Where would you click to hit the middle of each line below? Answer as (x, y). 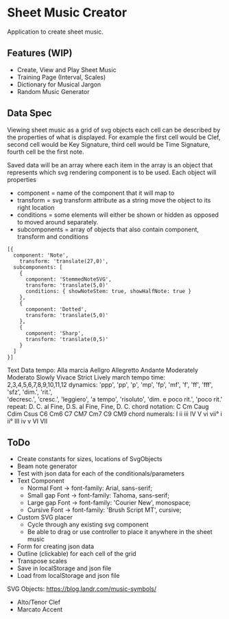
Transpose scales (42, 561)
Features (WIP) (40, 53)
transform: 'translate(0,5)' (67, 339)
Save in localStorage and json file (64, 568)
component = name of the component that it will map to (96, 193)
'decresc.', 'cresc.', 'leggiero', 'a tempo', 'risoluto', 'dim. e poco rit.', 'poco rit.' (115, 399)
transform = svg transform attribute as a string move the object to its (114, 200)
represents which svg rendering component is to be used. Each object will (112, 172)
